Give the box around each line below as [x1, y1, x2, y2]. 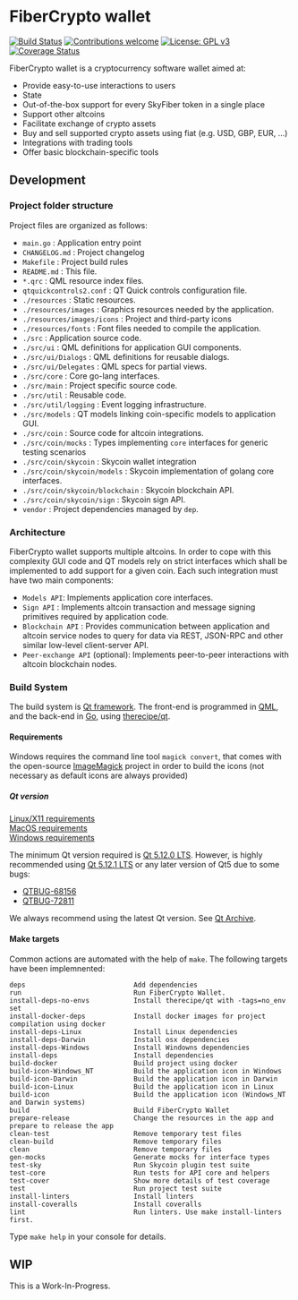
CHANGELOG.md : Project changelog [21, 246, 145, 257]
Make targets [9, 933, 60, 944]
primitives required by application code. [21, 611, 169, 621]
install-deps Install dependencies [9, 1050, 215, 1060]
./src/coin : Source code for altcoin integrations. [21, 427, 204, 438]
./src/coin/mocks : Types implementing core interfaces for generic [21, 437, 268, 448]
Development [9, 173, 87, 188]
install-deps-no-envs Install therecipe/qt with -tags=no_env [9, 996, 286, 1005]
